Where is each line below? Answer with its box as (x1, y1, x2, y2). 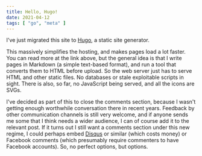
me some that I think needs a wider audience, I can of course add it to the (6, 117, 189, 125)
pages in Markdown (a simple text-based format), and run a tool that (6, 61, 177, 68)
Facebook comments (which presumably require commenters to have (6, 137, 179, 144)
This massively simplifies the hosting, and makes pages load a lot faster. (6, 48, 186, 55)
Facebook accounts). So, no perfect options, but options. (6, 143, 148, 151)
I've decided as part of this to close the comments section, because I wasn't (6, 98, 196, 105)
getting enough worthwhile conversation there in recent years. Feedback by (6, 105, 195, 112)
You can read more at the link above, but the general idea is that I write (6, 55, 182, 62)
